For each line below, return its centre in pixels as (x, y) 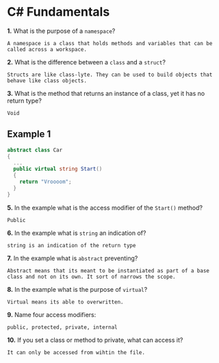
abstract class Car (35, 150)
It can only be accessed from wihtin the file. (76, 352)
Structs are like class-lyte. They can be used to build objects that (110, 75)
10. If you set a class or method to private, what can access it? (95, 340)
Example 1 (29, 134)
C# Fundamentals (59, 12)
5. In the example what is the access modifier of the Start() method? (105, 208)
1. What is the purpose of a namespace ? (61, 31)
